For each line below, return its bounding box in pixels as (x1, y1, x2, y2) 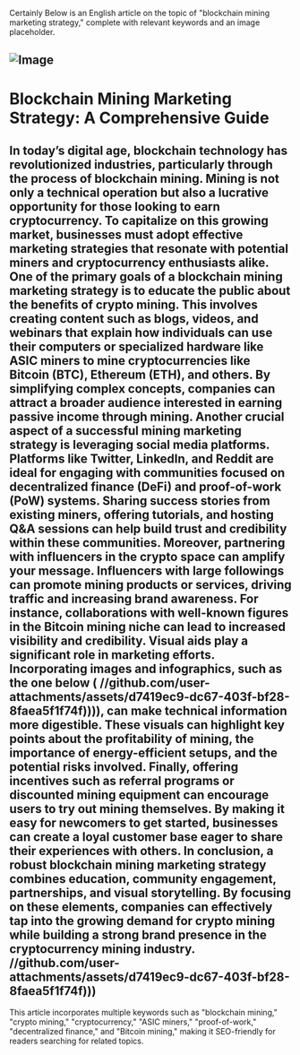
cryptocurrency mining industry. (9, 941, 195, 956)
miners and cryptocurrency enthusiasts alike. (9, 255, 270, 270)
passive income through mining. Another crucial (9, 409, 285, 424)
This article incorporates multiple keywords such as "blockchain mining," (9, 1007, 278, 1018)
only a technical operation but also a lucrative (9, 185, 269, 200)
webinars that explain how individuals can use (9, 324, 273, 340)
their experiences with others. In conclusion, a (9, 843, 274, 859)
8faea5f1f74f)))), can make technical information (9, 703, 288, 718)
